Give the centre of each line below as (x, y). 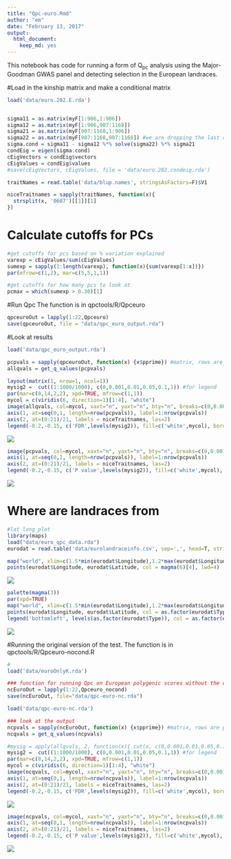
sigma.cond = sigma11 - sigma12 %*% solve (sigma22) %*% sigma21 (101, 144)
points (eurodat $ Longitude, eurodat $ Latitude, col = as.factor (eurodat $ (112, 612)
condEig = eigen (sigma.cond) (49, 151)
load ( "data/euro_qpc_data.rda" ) (53, 542)
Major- (212, 65)
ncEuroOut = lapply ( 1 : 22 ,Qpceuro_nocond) (67, 690)
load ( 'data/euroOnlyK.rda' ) (47, 671)
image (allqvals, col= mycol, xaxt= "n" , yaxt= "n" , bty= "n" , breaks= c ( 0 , (110, 407)
